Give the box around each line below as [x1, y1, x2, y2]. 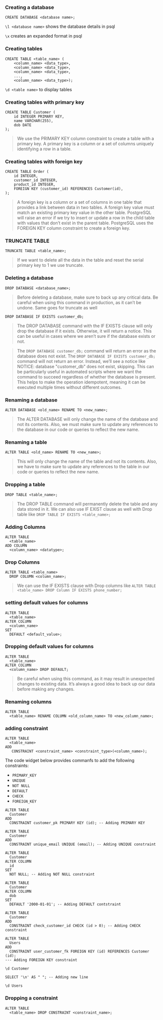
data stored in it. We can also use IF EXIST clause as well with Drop [17, 506, 152, 512]
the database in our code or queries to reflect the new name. [17, 427, 140, 432]
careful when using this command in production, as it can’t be [17, 299, 142, 305]
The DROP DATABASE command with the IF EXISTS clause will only [17, 323, 153, 329]
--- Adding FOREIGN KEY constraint [5, 958, 78, 963]
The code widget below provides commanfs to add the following [5, 758, 135, 763]
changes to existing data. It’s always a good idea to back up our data [17, 681, 155, 687]
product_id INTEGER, [14, 182, 56, 187]
